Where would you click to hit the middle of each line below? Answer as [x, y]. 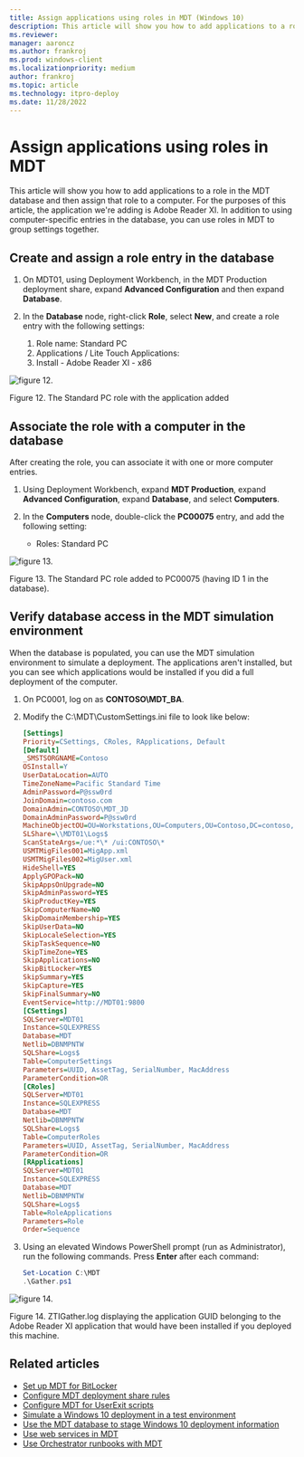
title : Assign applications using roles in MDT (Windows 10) [127, 18]
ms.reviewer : [34, 34]
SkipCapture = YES [53, 986]
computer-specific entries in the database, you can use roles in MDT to [142, 220]
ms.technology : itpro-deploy [64, 93]
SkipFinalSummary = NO [61, 994]
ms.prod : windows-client [56, 60]
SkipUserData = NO [53, 927]
